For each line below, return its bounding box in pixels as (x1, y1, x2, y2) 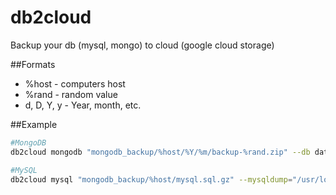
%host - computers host (24, 77, 126, 90)
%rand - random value (24, 88, 118, 100)
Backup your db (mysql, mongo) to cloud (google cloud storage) (10, 39, 275, 51)
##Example (10, 118, 58, 130)
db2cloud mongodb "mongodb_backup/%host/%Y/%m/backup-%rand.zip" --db (10, 147, 311, 157)
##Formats (10, 58, 56, 70)
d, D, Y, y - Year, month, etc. (24, 99, 142, 111)
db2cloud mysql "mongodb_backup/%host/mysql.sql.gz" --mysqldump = (10, 174, 293, 185)
